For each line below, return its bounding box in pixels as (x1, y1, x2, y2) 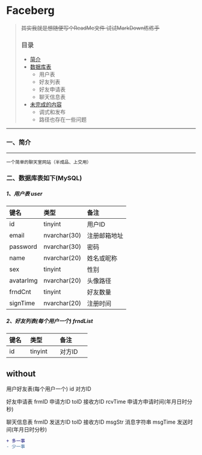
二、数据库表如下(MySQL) (6, 174, 82, 183)
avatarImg (9, 277, 38, 285)
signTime (9, 299, 35, 307)
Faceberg (6, 4, 55, 17)
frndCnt (9, 287, 31, 296)
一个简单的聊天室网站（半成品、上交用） (6, 159, 91, 165)
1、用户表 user (6, 190, 43, 198)
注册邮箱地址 (87, 231, 124, 240)
